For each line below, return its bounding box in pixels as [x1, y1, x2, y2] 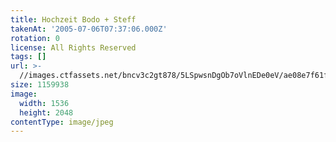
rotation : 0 [10, 33, 60, 43]
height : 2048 [19, 107, 74, 118]
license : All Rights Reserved [10, 42, 137, 53]
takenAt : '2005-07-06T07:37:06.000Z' [10, 24, 168, 34]
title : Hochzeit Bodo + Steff [10, 14, 137, 25]
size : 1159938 [10, 80, 70, 90]
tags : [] [10, 52, 47, 62]
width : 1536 [19, 98, 70, 108]
